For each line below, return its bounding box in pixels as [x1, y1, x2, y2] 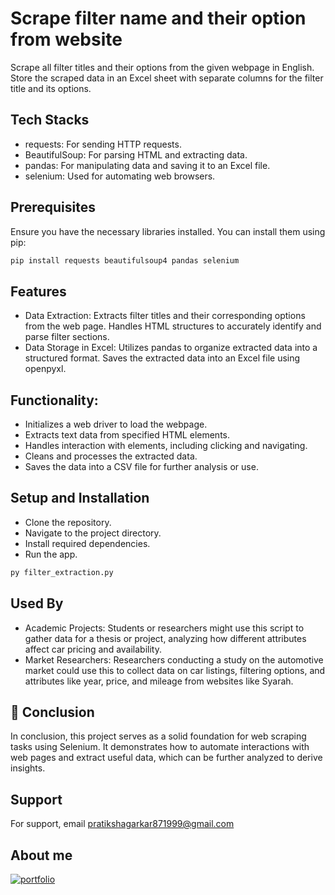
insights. [10, 762, 46, 774]
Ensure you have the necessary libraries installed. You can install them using [10, 225, 326, 237]
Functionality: [10, 392, 99, 409]
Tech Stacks [10, 112, 90, 129]
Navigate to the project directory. [24, 527, 162, 539]
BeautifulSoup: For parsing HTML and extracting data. [24, 148, 248, 161]
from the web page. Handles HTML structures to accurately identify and [24, 320, 322, 332]
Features [10, 283, 67, 300]
